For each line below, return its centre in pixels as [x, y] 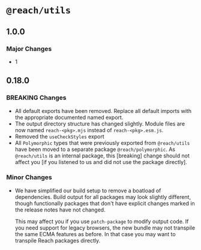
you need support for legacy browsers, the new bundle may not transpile [105, 228]
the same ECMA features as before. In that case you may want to [95, 234]
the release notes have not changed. [60, 210]
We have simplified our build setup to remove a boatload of [88, 191]
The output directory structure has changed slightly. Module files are [100, 123]
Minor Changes [29, 177]
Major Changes [29, 49]
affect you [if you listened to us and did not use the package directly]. [101, 162]
